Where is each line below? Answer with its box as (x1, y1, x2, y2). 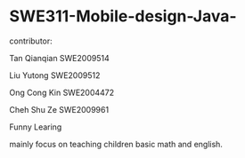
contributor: (9, 36, 53, 46)
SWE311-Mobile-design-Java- (9, 6, 238, 27)
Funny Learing (9, 122, 62, 132)
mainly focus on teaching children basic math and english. (9, 138, 223, 149)
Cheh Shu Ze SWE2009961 (9, 104, 110, 115)
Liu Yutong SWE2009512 (9, 69, 101, 81)
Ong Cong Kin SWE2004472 (9, 87, 115, 98)
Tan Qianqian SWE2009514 (9, 52, 110, 63)
